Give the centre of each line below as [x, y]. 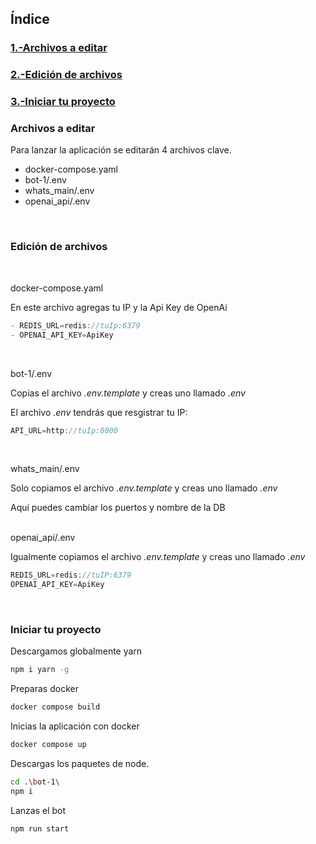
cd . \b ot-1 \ [35, 782]
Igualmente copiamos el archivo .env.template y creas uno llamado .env [158, 557]
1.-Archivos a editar [59, 48]
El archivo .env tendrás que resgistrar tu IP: [99, 412]
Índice [30, 19]
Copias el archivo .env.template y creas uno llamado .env [128, 393]
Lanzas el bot [38, 810]
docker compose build [55, 707]
